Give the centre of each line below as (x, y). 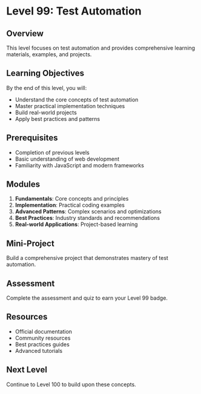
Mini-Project (30, 243)
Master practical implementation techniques (70, 106)
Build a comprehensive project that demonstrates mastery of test (87, 258)
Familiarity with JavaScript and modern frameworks (79, 165)
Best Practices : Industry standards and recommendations (87, 218)
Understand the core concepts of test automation (77, 99)
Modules (23, 185)
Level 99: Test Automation (74, 11)
